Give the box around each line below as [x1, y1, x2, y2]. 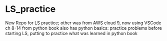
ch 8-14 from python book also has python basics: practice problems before [5, 25, 162, 31]
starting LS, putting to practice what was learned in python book [5, 30, 137, 36]
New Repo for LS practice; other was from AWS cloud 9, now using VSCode [5, 20, 161, 26]
